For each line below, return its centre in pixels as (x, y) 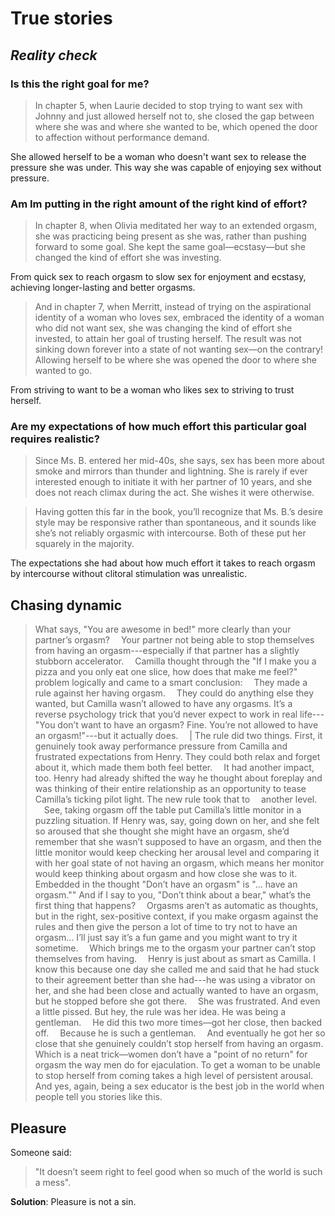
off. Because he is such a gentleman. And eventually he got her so (180, 1033)
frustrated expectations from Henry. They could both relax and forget (177, 757)
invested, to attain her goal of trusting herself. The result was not (168, 339)
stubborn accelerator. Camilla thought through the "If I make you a (175, 661)
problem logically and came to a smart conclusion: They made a (171, 683)
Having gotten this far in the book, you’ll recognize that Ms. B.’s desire (179, 512)
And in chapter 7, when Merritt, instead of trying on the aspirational (173, 307)
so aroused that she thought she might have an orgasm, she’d (162, 831)
